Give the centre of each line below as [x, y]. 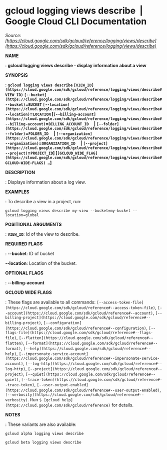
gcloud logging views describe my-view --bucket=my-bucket [68, 211]
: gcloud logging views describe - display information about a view [76, 65]
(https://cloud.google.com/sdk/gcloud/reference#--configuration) [76, 328]
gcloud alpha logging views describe [44, 433]
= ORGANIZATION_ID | [60, 143]
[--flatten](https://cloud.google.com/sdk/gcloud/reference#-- [86, 338]
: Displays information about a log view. [46, 182]
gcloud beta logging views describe [43, 442]
